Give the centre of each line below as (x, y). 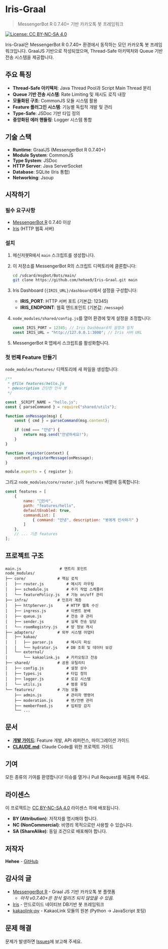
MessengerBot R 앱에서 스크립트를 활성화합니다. (61, 343)
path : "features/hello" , (50, 506)
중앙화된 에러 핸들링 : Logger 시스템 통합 (52, 120)
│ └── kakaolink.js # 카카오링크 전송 (51, 657)
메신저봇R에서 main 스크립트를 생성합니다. (54, 255)
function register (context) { (37, 453)
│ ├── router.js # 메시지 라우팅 (50, 584)
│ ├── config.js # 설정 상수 (46, 668)
